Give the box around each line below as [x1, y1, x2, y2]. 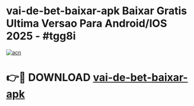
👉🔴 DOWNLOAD [6, 71, 91, 84]
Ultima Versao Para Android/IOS [6, 17, 167, 30]
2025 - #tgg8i [6, 30, 76, 43]
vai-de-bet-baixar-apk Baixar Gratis [6, 4, 187, 18]
